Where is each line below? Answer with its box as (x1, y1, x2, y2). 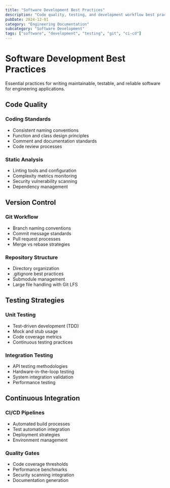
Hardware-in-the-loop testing (12, 368, 74, 374)
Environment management (12, 437, 68, 443)
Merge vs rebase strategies (12, 241, 70, 247)
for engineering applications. (5, 86, 65, 92)
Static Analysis (5, 156, 44, 163)
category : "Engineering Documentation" (5, 21, 90, 27)
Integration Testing (5, 352, 53, 359)
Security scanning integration (12, 472, 74, 478)
